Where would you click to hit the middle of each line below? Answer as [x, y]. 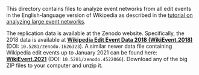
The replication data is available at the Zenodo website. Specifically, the [96, 33]
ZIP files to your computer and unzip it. [55, 65]
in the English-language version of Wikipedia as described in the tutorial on [99, 15]
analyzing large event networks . [46, 21]
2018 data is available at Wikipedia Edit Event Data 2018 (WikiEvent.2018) [99, 40]
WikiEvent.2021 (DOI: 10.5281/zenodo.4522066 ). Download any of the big [97, 59]
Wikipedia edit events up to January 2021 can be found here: [82, 53]
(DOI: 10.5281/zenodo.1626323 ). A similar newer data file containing [89, 46]
